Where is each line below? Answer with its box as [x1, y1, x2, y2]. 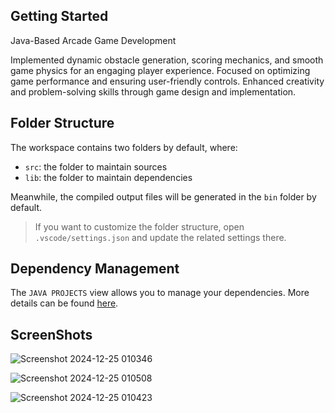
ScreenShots [10, 326, 93, 343]
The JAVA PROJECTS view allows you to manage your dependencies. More [10, 287, 310, 299]
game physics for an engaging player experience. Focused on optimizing [10, 64, 311, 76]
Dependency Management [10, 260, 180, 278]
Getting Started [10, 8, 109, 25]
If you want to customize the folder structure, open [34, 220, 245, 233]
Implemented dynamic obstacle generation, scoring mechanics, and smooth [10, 54, 324, 66]
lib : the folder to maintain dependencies [24, 171, 193, 183]
